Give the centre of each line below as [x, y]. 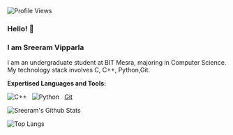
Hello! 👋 [21, 29]
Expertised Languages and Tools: [57, 84]
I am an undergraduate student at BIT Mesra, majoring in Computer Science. [117, 63]
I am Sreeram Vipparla [46, 47]
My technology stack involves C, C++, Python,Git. [79, 70]
